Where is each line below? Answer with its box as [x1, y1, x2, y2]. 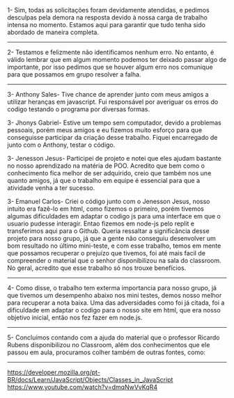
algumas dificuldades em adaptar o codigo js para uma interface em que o [7, 212, 221, 220]
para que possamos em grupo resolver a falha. [7, 70, 141, 79]
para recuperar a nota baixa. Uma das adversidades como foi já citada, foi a [7, 298, 225, 307]
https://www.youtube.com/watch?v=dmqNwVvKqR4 [7, 383, 158, 391]
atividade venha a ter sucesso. [7, 184, 95, 192]
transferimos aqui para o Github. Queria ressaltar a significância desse [7, 227, 210, 235]
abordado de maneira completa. [7, 28, 100, 36]
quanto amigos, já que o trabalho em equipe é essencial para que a [7, 177, 201, 184]
